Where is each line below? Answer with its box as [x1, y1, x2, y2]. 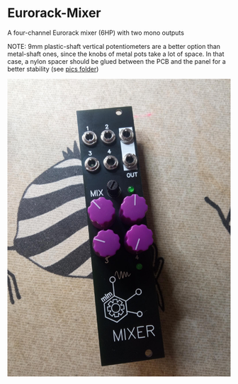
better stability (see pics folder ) [7, 64, 99, 73]
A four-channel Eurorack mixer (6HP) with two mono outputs [7, 28, 184, 37]
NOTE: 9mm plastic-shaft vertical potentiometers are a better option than [7, 42, 221, 50]
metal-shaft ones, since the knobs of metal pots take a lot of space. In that [7, 50, 225, 58]
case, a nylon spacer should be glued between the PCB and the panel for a [7, 57, 227, 65]
